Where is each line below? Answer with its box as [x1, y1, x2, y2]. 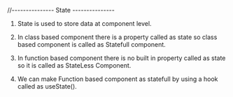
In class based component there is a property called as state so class [17, 33, 218, 41]
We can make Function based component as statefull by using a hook [17, 75, 218, 83]
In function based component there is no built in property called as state [17, 54, 226, 62]
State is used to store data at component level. [17, 20, 152, 27]
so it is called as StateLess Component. [17, 61, 132, 69]
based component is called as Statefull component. [17, 40, 166, 48]
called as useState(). [17, 82, 77, 90]
